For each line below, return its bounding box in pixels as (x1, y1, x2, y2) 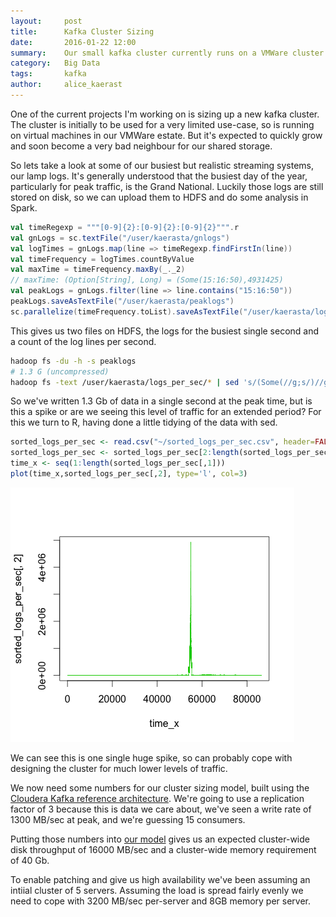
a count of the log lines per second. (10, 335, 157, 347)
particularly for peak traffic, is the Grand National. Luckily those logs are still (10, 180, 324, 192)
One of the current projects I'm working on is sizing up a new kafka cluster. (10, 108, 320, 120)
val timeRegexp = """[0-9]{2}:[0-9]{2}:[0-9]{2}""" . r (10, 222, 240, 232)
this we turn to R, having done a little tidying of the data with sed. (10, 416, 278, 429)
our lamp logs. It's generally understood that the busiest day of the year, (10, 170, 308, 182)
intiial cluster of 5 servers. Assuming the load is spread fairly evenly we (10, 884, 304, 896)
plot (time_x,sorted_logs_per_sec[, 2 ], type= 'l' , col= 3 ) (10, 469, 248, 479)
